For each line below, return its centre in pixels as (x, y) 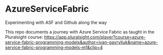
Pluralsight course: (24, 37)
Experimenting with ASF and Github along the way (56, 22)
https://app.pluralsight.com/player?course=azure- (95, 37)
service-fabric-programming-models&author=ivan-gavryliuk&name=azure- (81, 42)
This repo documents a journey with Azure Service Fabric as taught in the (80, 32)
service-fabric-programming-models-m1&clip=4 (54, 47)
